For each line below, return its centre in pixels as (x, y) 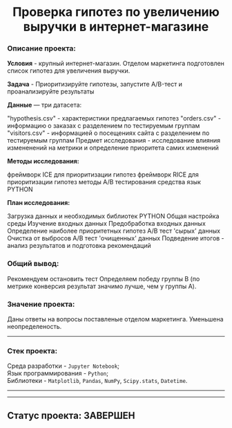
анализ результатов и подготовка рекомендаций (79, 246)
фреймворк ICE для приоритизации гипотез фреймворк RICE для (103, 175)
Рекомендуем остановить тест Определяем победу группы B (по (104, 278)
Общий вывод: (33, 264)
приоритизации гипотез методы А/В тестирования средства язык (104, 182)
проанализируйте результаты (51, 91)
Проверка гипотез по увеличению (116, 12)
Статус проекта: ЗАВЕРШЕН (71, 415)
